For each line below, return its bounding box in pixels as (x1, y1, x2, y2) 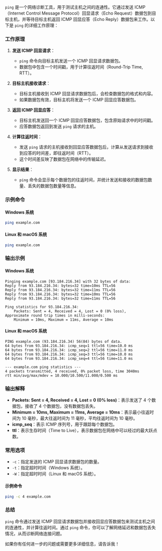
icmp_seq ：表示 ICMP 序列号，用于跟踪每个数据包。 (12, 421, 118, 427)
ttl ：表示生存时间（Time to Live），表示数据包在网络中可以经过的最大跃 (12, 428, 153, 433)
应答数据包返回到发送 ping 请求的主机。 (19, 123, 99, 130)
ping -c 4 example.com (5, 494, 51, 499)
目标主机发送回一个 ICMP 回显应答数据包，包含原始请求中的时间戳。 (19, 117, 156, 123)
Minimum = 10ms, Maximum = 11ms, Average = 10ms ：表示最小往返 (12, 409, 150, 415)
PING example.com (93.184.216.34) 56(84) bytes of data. (5, 339, 122, 344)
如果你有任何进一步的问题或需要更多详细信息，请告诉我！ (5, 541, 119, 547)
